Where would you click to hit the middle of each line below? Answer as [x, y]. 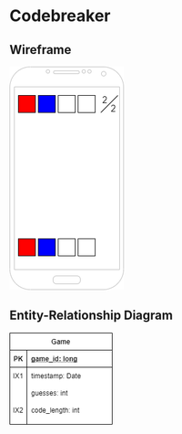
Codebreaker [60, 16]
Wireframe [40, 50]
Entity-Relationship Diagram [91, 316]
